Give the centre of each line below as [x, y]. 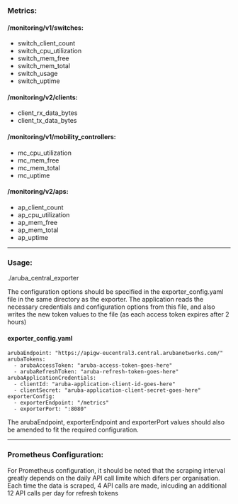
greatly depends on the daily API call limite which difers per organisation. [114, 478]
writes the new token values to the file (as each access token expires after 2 [118, 314]
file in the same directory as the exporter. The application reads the [106, 300]
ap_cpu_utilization [44, 214]
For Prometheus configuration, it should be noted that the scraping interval [116, 470]
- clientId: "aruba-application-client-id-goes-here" [95, 384]
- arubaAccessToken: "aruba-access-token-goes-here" [93, 366]
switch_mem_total [44, 66]
